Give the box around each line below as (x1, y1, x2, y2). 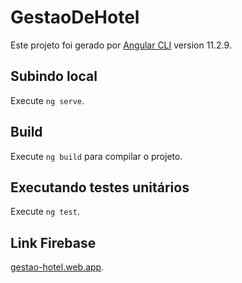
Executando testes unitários (10, 179, 190, 196)
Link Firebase (10, 234, 97, 251)
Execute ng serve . (10, 94, 85, 106)
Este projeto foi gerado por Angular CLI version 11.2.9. (10, 39, 232, 51)
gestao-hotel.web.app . (10, 261, 105, 273)
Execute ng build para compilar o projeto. (10, 150, 183, 162)
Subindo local (10, 68, 98, 85)
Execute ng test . (10, 206, 80, 218)
